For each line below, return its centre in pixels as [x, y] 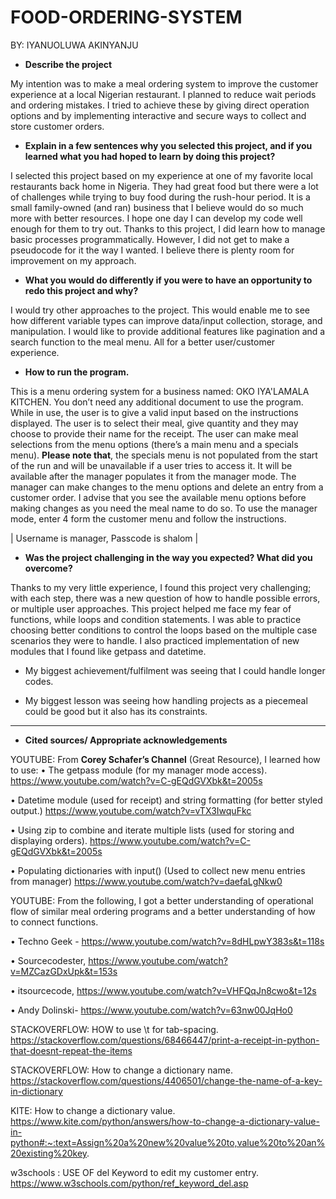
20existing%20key [49, 1153]
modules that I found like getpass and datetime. [108, 651]
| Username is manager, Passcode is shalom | [104, 538]
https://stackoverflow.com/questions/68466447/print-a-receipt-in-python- [165, 1040]
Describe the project [68, 64]
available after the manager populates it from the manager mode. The [153, 476]
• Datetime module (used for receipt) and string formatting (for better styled [166, 800]
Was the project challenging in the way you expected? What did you [168, 557]
